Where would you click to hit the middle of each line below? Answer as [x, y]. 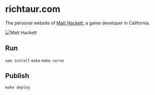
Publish [17, 76]
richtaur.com [33, 9]
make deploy [18, 87]
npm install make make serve [35, 61]
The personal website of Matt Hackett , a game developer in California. [78, 23]
